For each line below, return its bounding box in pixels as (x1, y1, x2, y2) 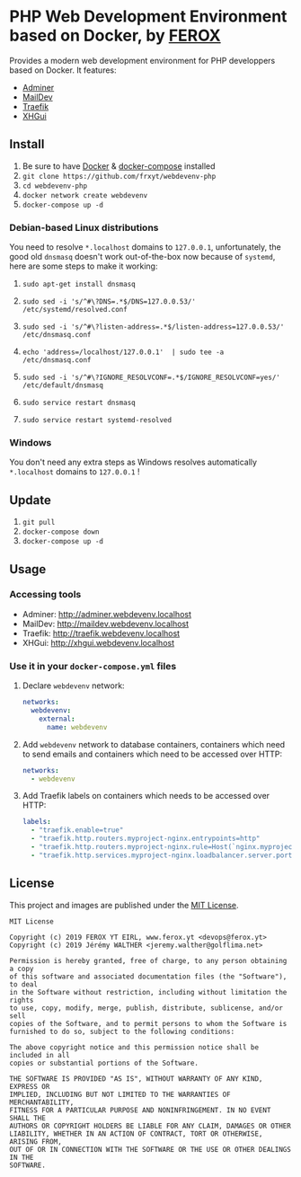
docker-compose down (22, 527, 100, 536)
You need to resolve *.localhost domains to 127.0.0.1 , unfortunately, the (9, 242, 281, 252)
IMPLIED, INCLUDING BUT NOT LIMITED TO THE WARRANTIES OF (9, 1090, 231, 1099)
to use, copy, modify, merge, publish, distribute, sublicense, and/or (9, 1004, 283, 1013)
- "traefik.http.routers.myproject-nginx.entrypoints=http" (31, 834, 261, 844)
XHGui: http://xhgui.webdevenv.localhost (22, 637, 175, 648)
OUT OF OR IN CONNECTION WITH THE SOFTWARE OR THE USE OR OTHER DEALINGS (9, 1145, 292, 1154)
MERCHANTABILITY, (9, 1098, 75, 1107)
